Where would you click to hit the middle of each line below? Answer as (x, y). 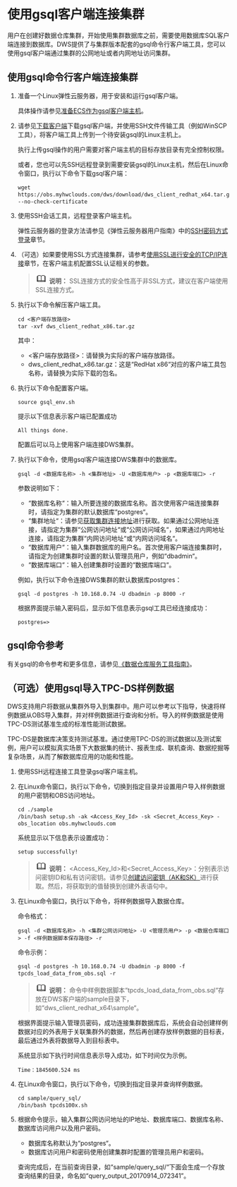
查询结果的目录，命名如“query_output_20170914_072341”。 (104, 1176)
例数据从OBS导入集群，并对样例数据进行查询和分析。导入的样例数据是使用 (116, 715)
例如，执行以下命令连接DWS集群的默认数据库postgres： (99, 580)
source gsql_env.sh (46, 402)
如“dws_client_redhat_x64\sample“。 (89, 1008)
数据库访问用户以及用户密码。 (61, 1128)
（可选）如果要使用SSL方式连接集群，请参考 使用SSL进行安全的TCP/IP (120, 254)
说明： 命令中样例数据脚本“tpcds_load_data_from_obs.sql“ (134, 990)
